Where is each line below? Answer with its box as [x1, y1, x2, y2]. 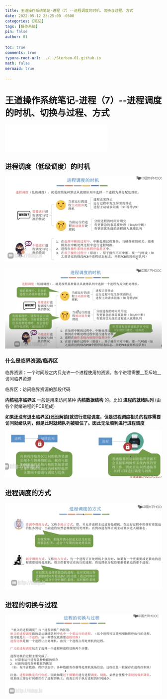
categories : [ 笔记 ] [5, 18, 44, 23]
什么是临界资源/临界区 [5, 357, 58, 364]
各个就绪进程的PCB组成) [5, 403, 55, 409]
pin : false [5, 29, 28, 34]
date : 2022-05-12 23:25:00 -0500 [5, 13, 75, 18]
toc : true [5, 45, 26, 50]
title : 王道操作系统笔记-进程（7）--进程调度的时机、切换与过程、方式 [5, 8, 133, 13]
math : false [5, 60, 30, 66]
